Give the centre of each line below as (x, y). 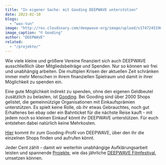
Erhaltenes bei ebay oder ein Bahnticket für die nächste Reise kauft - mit (79, 112)
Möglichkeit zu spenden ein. (34, 82)
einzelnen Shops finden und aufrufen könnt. (50, 138)
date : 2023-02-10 (23, 14)
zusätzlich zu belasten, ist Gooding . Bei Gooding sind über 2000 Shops (78, 97)
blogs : (12, 19)
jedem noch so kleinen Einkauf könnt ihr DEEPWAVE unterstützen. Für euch (82, 117)
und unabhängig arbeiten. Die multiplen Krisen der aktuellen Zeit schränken (82, 71)
